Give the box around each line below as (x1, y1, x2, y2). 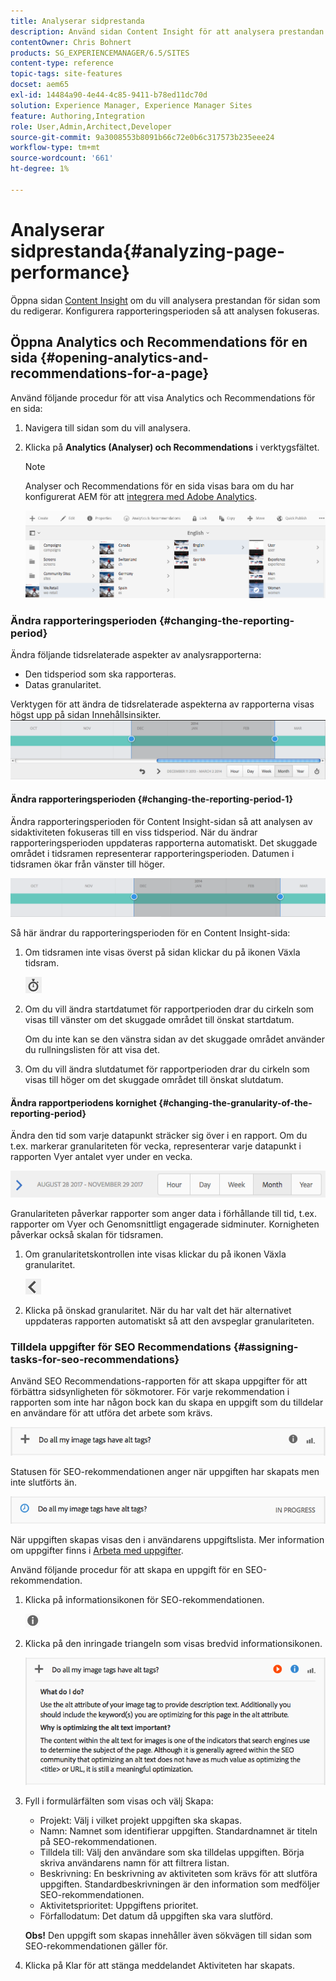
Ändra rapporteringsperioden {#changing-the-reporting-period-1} (10, 793, 293, 805)
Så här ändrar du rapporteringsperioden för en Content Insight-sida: (10, 927, 291, 939)
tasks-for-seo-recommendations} (10, 1352, 180, 1366)
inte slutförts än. (10, 1476, 78, 1488)
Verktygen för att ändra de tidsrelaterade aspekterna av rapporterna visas (10, 698, 315, 710)
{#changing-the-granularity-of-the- (158, 1096, 313, 1109)
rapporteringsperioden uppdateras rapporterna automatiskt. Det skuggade (10, 836, 318, 849)
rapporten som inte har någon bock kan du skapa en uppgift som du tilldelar (10, 1396, 324, 1409)
